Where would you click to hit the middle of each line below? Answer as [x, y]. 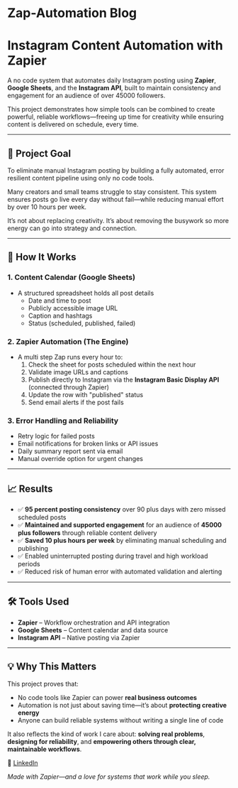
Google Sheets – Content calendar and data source [93, 630]
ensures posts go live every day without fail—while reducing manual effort [116, 199]
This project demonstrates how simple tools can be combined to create [111, 109]
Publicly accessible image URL [73, 308]
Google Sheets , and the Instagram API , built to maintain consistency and [114, 88]
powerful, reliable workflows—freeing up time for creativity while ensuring [116, 117]
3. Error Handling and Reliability [63, 421]
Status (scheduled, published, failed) [82, 323]
